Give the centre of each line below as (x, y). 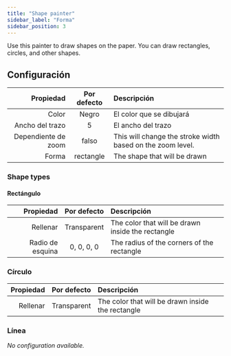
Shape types (29, 177)
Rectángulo (24, 193)
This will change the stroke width (166, 137)
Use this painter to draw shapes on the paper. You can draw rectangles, (109, 46)
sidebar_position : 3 (37, 26)
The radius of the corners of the (162, 243)
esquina (45, 252)
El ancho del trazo (142, 126)
